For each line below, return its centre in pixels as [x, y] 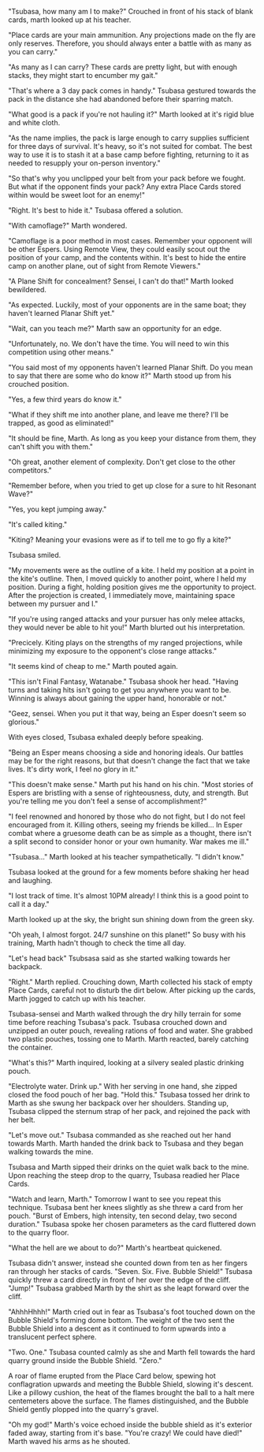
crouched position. [39, 384]
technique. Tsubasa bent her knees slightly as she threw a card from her [126, 1207]
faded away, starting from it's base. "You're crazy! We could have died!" [125, 1433]
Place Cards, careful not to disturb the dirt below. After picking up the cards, [132, 990]
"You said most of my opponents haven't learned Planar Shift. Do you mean [131, 367]
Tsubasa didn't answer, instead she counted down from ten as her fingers [128, 1263]
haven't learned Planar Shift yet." [61, 313]
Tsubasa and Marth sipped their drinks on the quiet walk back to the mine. [129, 1167]
